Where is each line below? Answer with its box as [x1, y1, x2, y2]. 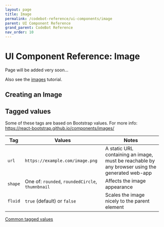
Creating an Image [5, 91, 62, 99]
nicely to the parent [105, 198, 150, 205]
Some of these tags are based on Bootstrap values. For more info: [5, 120, 138, 126]
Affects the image [105, 178, 146, 185]
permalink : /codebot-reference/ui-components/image [5, 16, 112, 21]
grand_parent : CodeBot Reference [5, 25, 73, 30]
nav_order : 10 [5, 30, 34, 35]
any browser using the [105, 164, 157, 170]
